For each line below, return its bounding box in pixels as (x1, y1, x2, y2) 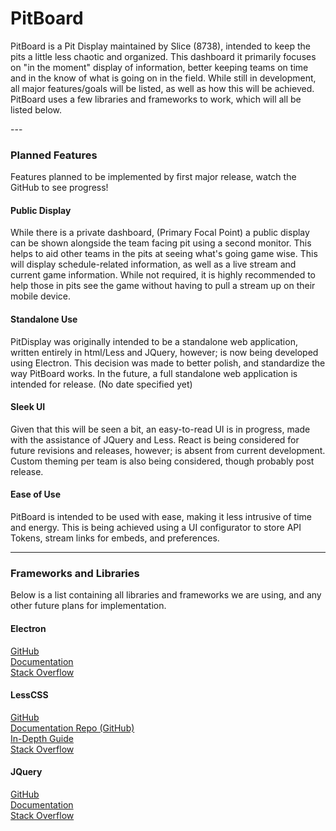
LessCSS (10, 689, 49, 701)
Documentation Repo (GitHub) (10, 722, 135, 734)
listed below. (10, 103, 63, 116)
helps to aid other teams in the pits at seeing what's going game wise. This (10, 248, 318, 260)
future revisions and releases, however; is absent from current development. (10, 444, 326, 456)
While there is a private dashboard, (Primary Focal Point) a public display (10, 227, 310, 239)
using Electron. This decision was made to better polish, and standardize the (10, 357, 326, 369)
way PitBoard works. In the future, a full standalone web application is (10, 367, 298, 379)
